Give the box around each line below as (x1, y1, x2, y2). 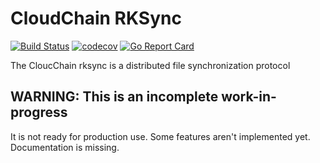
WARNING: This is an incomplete (10, 88, 219, 106)
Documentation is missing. (10, 141, 120, 153)
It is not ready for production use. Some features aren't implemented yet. (10, 130, 311, 142)
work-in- (221, 88, 277, 106)
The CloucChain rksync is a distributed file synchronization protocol (10, 59, 291, 71)
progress (10, 104, 68, 121)
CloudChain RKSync (10, 7, 182, 30)
